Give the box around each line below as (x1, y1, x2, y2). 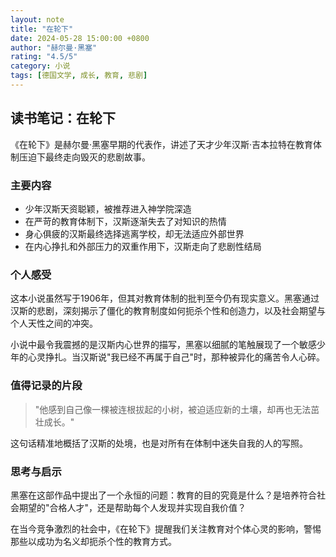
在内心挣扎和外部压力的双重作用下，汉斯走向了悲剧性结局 (24, 240, 262, 252)
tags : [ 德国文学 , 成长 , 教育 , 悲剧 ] (10, 71, 148, 81)
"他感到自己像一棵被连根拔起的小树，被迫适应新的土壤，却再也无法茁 (34, 403, 320, 415)
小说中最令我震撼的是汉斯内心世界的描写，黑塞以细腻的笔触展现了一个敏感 (10, 339, 317, 351)
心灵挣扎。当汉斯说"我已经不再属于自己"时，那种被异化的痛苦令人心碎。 (27, 351, 326, 363)
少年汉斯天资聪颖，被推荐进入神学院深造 (24, 202, 192, 215)
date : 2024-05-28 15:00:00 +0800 (10, 33, 150, 43)
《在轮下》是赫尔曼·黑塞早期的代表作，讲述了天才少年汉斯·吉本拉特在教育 (10, 138, 314, 150)
